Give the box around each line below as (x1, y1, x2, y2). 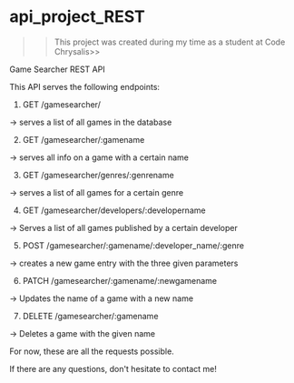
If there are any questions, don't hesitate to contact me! (9, 363, 218, 374)
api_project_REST (9, 6, 145, 27)
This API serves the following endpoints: (9, 81, 161, 92)
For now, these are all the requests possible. (9, 346, 174, 357)
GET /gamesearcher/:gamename (22, 134, 145, 145)
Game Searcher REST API (9, 64, 106, 75)
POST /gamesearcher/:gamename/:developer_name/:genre (22, 239, 245, 251)
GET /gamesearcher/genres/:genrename (22, 169, 174, 180)
